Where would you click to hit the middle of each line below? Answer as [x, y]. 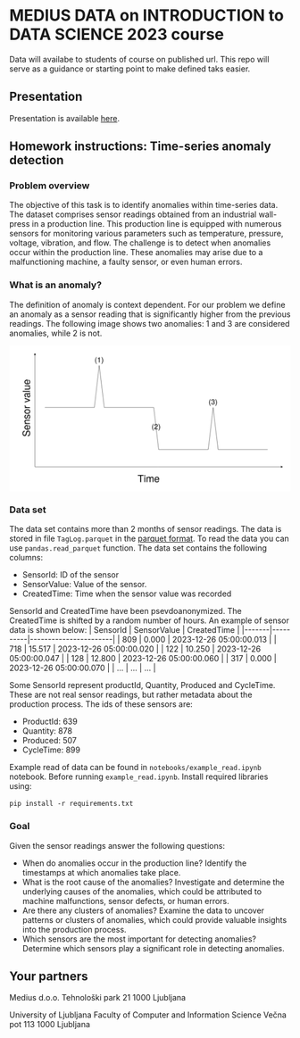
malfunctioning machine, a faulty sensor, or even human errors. [126, 262]
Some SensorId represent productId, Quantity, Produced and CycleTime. [142, 685]
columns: [26, 558]
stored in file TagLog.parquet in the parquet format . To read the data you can [150, 539]
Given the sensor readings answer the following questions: [117, 845]
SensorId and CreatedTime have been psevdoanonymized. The [126, 611]
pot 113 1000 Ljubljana [50, 1025]
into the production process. [74, 929]
